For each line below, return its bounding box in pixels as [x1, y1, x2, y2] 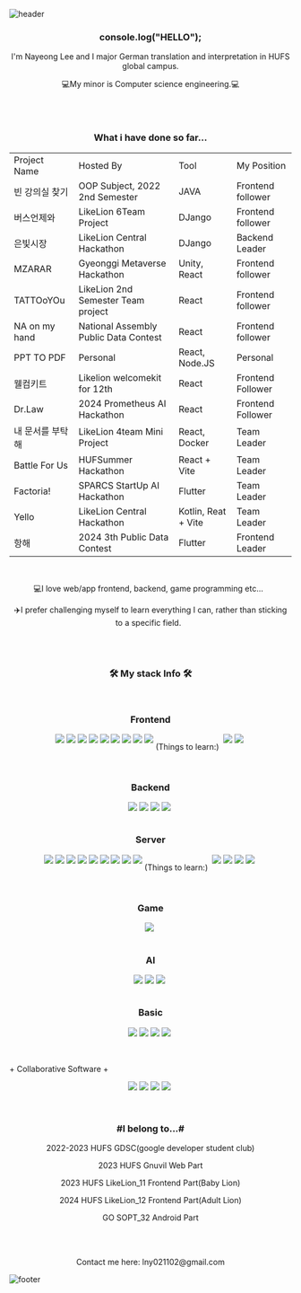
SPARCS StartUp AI [78, 479, 159, 491]
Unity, [178, 257, 204, 269]
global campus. [122, 61, 179, 72]
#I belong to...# [116, 1122, 185, 1135]
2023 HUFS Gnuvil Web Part [98, 1159, 203, 1171]
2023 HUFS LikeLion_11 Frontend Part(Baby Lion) [60, 1177, 241, 1188]
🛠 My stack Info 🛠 [108, 667, 193, 680]
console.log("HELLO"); [99, 31, 202, 43]
